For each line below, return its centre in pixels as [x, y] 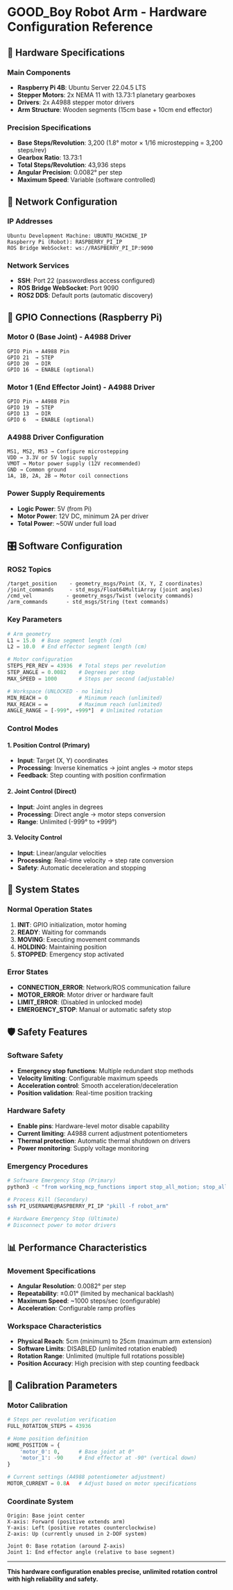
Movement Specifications [51, 1271]
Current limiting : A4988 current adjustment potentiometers [102, 1133]
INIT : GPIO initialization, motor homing [72, 924]
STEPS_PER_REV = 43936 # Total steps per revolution [87, 666]
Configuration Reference [80, 27]
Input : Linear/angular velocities [62, 853]
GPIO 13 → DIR [29, 414]
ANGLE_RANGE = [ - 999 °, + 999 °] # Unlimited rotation [85, 711]
